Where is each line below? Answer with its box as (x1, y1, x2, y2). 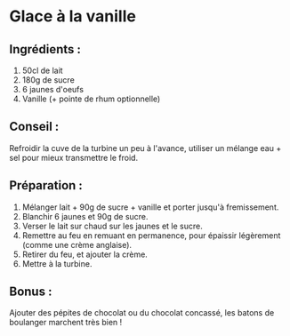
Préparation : (9, 178, 83, 193)
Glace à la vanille (9, 6, 136, 27)
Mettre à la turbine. (21, 258, 93, 268)
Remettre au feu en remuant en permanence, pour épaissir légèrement (21, 229, 281, 241)
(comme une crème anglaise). (21, 239, 132, 250)
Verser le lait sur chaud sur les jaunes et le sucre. (21, 220, 203, 231)
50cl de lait (21, 65, 64, 76)
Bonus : (9, 284, 52, 300)
